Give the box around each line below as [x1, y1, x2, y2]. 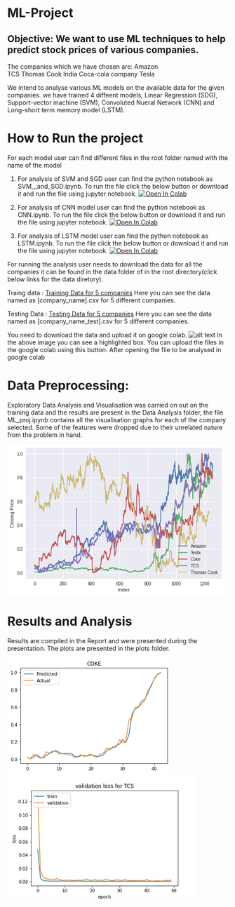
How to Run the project [7, 130, 144, 147]
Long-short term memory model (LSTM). [7, 106, 125, 114]
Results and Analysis [7, 614, 133, 629]
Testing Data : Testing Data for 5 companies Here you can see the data [7, 309, 212, 318]
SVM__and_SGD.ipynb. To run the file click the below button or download [17, 182, 229, 190]
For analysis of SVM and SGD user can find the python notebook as [17, 174, 213, 183]
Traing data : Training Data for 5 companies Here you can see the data [7, 288, 210, 297]
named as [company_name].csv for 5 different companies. [7, 296, 176, 304]
